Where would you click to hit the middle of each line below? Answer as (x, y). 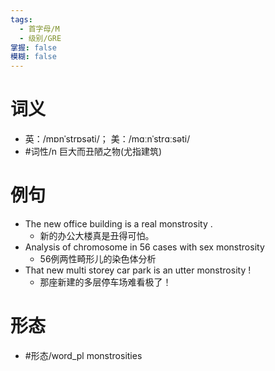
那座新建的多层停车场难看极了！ (105, 282)
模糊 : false (33, 57)
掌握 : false (33, 47)
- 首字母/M (39, 29)
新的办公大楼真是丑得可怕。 (97, 235)
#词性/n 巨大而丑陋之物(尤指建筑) (93, 152)
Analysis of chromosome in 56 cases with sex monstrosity (144, 247)
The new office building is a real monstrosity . (118, 224)
